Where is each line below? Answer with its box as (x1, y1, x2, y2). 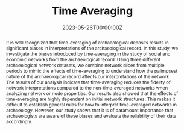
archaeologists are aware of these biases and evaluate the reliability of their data (5, 112, 177, 119)
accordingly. (5, 118, 33, 124)
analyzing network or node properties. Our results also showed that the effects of (5, 90, 179, 97)
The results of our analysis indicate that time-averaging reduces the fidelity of (5, 79, 171, 85)
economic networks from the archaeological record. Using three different (5, 56, 161, 62)
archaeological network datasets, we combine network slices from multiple (5, 62, 165, 69)
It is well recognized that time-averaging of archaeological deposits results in (5, 39, 169, 46)
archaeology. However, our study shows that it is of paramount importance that (5, 107, 174, 114)
